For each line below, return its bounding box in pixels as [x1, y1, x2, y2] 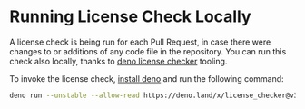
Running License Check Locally [9, 6, 251, 27]
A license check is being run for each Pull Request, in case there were [9, 36, 271, 47]
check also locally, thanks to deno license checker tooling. [9, 55, 228, 66]
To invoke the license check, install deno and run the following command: [9, 73, 284, 84]
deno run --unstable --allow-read [9, 91, 141, 100]
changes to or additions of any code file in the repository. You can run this [9, 45, 287, 56]
